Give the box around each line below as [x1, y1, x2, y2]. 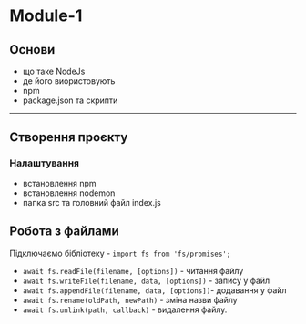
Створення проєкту [9, 129, 128, 146]
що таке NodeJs [22, 66, 86, 76]
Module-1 [9, 5, 83, 26]
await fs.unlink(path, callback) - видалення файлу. [22, 304, 228, 315]
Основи [9, 42, 56, 57]
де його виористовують [22, 76, 116, 86]
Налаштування [9, 157, 80, 169]
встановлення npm [22, 177, 97, 188]
